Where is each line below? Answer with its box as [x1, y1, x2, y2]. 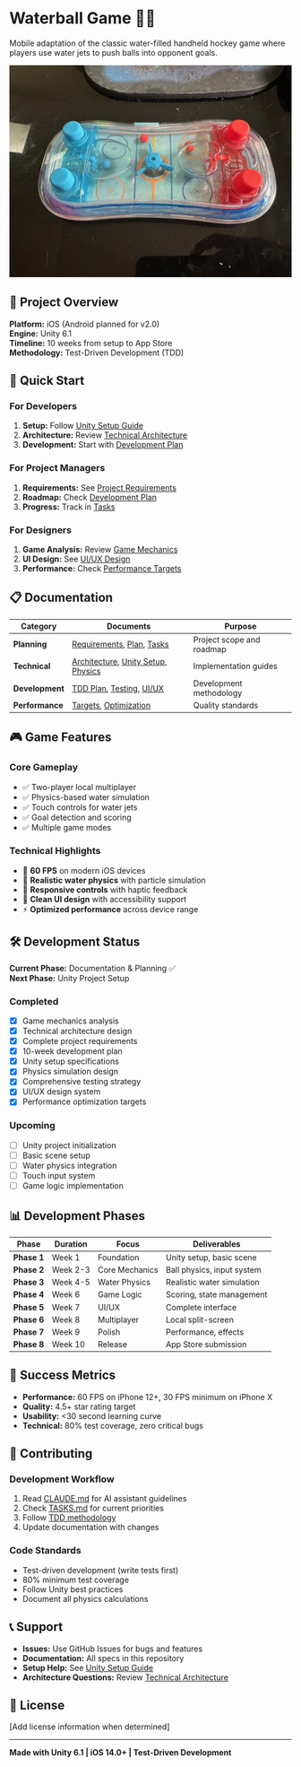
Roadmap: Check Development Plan [21, 492, 157, 502]
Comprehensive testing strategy [21, 1076, 142, 1087]
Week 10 [51, 1339, 85, 1350]
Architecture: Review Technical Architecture [21, 430, 188, 440]
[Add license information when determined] [9, 1721, 170, 1732]
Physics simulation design [21, 1066, 119, 1077]
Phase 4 [13, 1289, 45, 1300]
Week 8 [51, 1314, 81, 1325]
